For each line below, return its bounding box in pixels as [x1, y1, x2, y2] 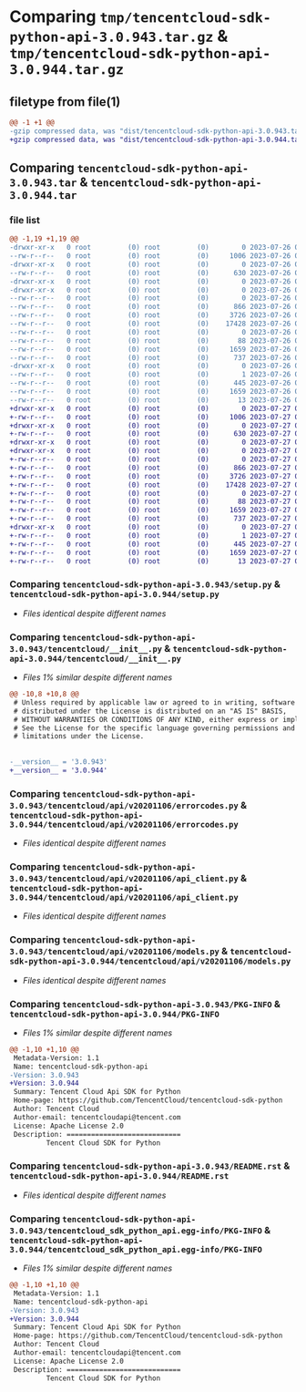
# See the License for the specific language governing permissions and [13, 723, 296, 733]
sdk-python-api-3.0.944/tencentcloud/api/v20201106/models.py [9, 956, 291, 967]
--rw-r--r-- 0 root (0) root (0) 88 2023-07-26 [9, 335, 291, 345]
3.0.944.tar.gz [9, 61, 125, 78]
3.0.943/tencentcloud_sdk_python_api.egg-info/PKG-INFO [9, 1225, 262, 1236]
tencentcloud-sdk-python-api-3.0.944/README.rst [9, 1171, 229, 1181]
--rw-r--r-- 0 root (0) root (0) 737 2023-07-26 [9, 353, 291, 362]
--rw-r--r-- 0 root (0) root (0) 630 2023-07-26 [9, 268, 291, 277]
